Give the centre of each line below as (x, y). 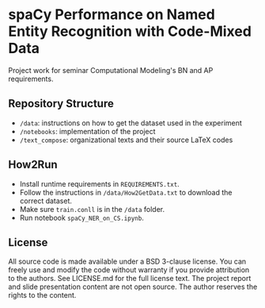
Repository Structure (61, 104)
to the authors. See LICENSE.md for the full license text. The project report (130, 279)
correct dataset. (46, 201)
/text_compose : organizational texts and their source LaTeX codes (126, 140)
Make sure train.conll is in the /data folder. (92, 209)
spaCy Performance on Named (112, 15)
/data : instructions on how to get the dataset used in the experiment (131, 123)
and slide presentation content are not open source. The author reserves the (133, 287)
